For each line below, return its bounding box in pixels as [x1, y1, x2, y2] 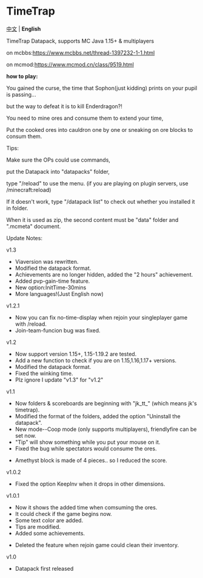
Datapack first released [15, 565, 74, 572]
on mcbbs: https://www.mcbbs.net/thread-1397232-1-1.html [6, 49, 155, 56]
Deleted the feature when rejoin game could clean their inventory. [15, 541, 179, 548]
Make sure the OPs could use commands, [6, 156, 111, 163]
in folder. [6, 204, 28, 212]
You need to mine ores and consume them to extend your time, [6, 114, 164, 122]
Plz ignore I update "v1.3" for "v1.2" [15, 376, 104, 384]
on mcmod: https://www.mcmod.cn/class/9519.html [6, 61, 135, 68]
